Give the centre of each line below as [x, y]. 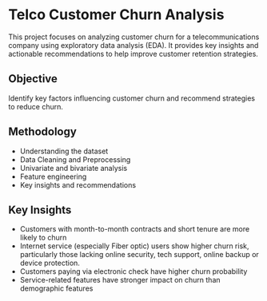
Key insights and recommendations [78, 184]
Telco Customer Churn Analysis [116, 15]
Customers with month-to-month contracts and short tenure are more [135, 229]
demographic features [56, 288]
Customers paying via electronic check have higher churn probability [133, 271]
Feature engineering [53, 176]
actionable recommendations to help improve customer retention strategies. [133, 53]
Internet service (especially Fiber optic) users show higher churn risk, [134, 246]
